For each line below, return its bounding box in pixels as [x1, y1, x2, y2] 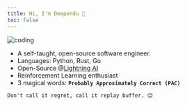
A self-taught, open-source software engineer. [17, 49, 151, 58]
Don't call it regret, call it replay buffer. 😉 [7, 91, 153, 99]
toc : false [7, 17, 39, 24]
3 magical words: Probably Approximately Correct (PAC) [17, 78, 181, 87]
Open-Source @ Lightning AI [17, 64, 99, 72]
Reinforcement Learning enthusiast [17, 71, 118, 80]
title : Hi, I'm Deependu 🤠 [7, 10, 86, 17]
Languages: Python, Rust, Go [17, 56, 101, 64]
